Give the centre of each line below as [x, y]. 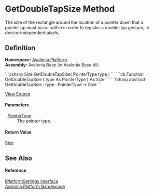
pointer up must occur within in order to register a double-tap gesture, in [77, 27]
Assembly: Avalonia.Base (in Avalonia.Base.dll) [52, 65]
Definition [20, 48]
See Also [19, 158]
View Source [18, 94]
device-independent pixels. [32, 32]
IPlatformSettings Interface [32, 181]
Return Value [18, 132]
